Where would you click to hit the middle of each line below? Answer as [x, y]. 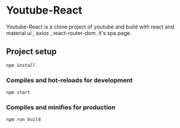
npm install [21, 65]
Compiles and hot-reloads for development [70, 80]
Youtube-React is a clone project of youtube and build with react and [90, 27]
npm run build [24, 120]
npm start [18, 92]
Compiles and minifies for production [61, 107]
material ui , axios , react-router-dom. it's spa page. [69, 33]
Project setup [32, 52]
